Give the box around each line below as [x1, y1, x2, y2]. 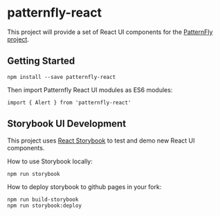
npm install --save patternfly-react [7, 73, 116, 80]
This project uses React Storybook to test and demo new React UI [7, 136, 195, 145]
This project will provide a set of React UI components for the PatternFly [7, 28, 213, 36]
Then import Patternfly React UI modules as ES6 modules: [7, 85, 173, 94]
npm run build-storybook [7, 196, 79, 203]
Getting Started [7, 55, 75, 67]
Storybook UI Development [7, 118, 127, 129]
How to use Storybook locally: [7, 157, 93, 165]
